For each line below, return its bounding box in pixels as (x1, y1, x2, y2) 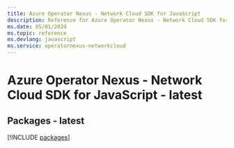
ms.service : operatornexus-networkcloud (7, 42, 127, 49)
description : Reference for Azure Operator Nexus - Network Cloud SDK (7, 17, 217, 24)
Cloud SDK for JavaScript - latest (7, 88, 203, 103)
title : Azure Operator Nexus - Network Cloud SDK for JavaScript (7, 10, 201, 17)
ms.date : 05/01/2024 (7, 23, 68, 30)
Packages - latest (7, 115, 85, 126)
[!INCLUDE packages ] (7, 133, 70, 141)
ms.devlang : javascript (7, 36, 77, 43)
